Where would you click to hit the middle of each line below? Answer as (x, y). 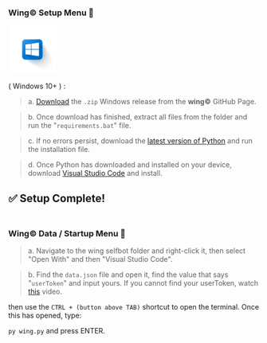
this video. (45, 291)
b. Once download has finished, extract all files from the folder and (137, 117)
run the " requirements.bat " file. (79, 126)
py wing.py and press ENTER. (57, 330)
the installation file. (59, 150)
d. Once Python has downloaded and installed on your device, (130, 165)
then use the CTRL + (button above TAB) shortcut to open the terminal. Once (134, 306)
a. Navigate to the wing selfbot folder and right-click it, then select (136, 251)
